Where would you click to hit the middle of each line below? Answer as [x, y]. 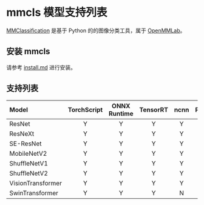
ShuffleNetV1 [29, 163]
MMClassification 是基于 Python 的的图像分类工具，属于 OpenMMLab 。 [96, 30]
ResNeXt [22, 133]
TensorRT [154, 109]
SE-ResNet [25, 144]
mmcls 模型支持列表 [57, 12]
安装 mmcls [28, 51]
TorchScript [85, 109]
